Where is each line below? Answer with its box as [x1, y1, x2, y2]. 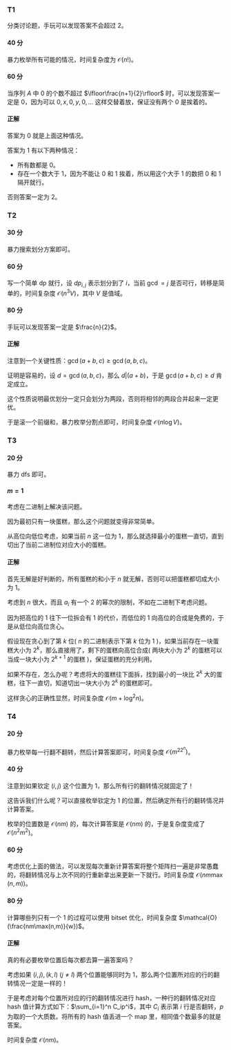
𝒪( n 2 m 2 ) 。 [7, 827, 37, 837]
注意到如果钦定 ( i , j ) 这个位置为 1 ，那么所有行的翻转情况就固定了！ [7, 781, 194, 789]
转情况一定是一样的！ [7, 979, 68, 987]
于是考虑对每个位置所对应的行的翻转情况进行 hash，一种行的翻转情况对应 [7, 993, 216, 1002]
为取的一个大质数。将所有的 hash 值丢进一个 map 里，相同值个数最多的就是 [7, 1012, 222, 1020]
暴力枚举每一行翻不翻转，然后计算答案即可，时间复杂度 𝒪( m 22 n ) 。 [7, 745, 194, 756]
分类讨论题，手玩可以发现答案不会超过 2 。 [7, 21, 128, 30]
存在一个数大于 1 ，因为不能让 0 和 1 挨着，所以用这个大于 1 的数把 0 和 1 [17, 169, 221, 178]
